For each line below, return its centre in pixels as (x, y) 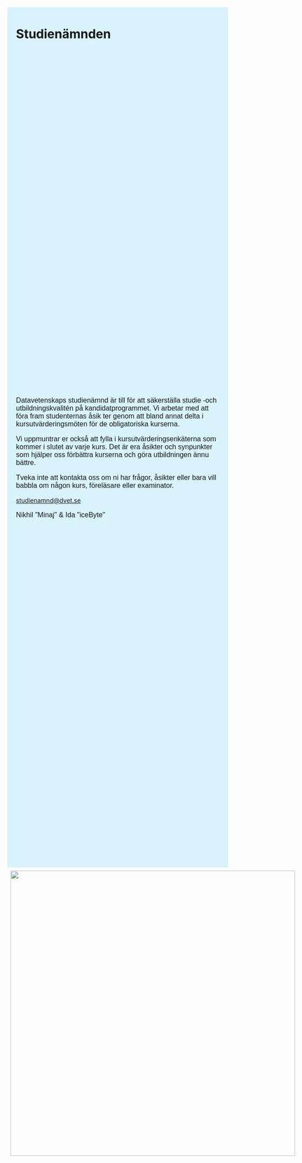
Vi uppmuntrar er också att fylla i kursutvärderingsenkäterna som (116, 439)
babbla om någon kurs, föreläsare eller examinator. (95, 485)
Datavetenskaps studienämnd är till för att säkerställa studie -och (116, 400)
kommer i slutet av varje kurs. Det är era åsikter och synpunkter (114, 447)
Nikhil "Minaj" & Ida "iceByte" (61, 515)
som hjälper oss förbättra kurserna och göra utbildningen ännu (112, 454)
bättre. (26, 462)
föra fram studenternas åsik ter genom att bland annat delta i (110, 416)
